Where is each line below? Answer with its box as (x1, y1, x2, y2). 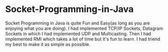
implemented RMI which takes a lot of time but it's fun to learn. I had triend (5, 36, 160, 42)
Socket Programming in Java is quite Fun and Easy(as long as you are (5, 20, 150, 26)
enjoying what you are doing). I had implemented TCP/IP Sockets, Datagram (5, 25, 163, 31)
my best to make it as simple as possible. (5, 41, 91, 47)
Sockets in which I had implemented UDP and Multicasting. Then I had (5, 30, 151, 36)
